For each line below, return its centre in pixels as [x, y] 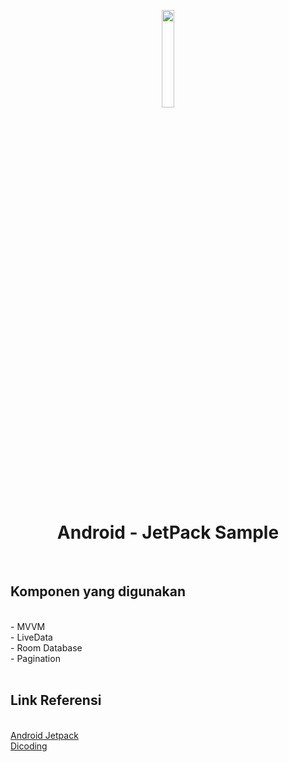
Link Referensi [56, 700]
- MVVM [28, 626]
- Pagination [35, 658]
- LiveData [31, 637]
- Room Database [46, 647]
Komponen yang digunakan [98, 591]
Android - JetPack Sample [168, 532]
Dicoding [29, 746]
